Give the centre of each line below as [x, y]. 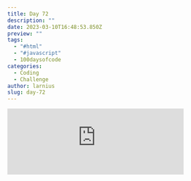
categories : [25, 66]
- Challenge [31, 79]
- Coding [26, 73]
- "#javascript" [37, 54]
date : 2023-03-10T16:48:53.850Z [55, 27]
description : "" [31, 20]
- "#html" [28, 46]
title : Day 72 [28, 14]
